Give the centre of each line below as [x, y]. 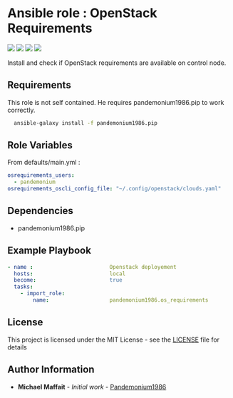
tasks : [24, 287]
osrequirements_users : [41, 175]
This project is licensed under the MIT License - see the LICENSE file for [113, 340]
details [17, 347]
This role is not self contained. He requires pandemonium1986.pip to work [116, 102]
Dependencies [40, 211]
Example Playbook [49, 251]
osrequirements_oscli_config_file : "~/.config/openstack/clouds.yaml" [114, 189]
